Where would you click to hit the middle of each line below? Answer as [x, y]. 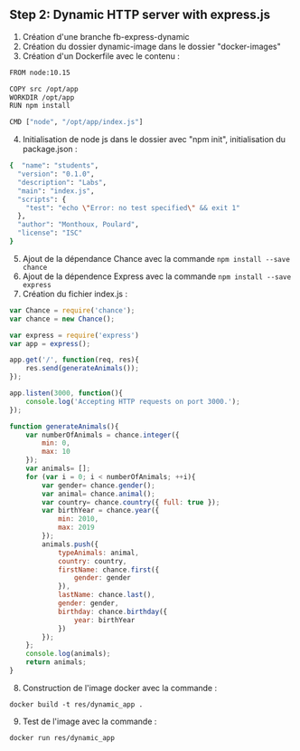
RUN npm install [40, 106]
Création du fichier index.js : [75, 294]
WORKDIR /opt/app [42, 97]
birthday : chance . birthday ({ [112, 611]
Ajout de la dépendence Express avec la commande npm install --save [157, 276]
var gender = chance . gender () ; [98, 485]
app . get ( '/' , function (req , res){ [75, 360]
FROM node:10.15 [40, 72]
